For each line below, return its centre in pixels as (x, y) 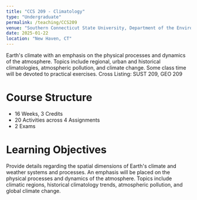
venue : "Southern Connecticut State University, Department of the (90, 28)
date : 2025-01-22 (27, 33)
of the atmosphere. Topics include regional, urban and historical (84, 61)
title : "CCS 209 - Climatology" (45, 11)
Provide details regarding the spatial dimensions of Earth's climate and (91, 166)
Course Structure (49, 98)
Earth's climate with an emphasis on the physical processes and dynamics (96, 55)
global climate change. (33, 191)
